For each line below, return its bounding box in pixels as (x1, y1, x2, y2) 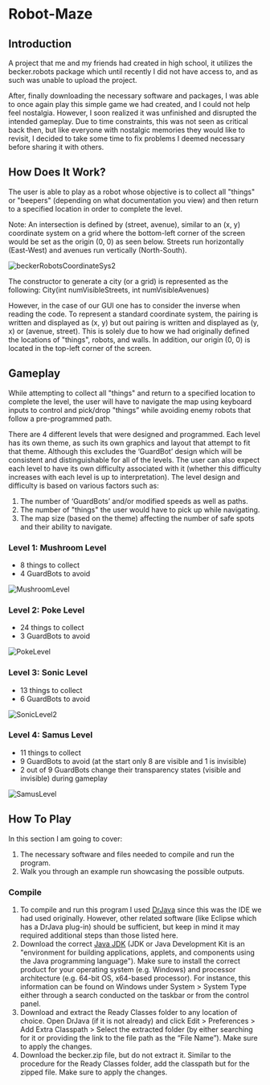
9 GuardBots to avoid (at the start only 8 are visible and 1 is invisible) (19, 756, 247, 765)
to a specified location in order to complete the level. (8, 204, 183, 213)
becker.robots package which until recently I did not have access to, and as (8, 67, 259, 76)
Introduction (8, 37, 72, 51)
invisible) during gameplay (19, 774, 108, 783)
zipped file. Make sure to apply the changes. (19, 1067, 168, 1077)
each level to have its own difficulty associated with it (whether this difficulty (8, 464, 262, 473)
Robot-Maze (8, 5, 93, 23)
